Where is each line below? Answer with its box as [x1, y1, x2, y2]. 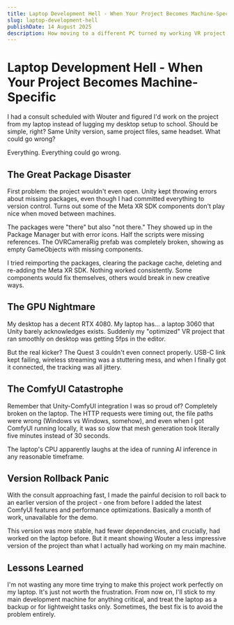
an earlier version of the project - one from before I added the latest [7, 499, 202, 507]
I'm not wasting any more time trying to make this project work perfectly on [7, 580, 224, 589]
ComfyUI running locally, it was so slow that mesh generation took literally [7, 424, 220, 432]
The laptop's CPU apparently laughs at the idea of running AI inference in [7, 445, 217, 453]
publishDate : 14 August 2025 [7, 23, 92, 30]
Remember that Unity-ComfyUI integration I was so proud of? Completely [7, 402, 218, 410]
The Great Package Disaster [7, 168, 132, 180]
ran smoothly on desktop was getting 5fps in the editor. [7, 334, 166, 343]
